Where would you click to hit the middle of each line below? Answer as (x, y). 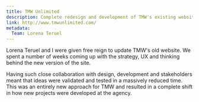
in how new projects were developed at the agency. (69, 93)
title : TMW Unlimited (33, 11)
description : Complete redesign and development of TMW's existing (91, 17)
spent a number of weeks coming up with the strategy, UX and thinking (93, 57)
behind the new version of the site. (49, 63)
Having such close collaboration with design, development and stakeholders (99, 74)
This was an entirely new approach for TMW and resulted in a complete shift (99, 87)
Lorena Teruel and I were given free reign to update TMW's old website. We (98, 50)
